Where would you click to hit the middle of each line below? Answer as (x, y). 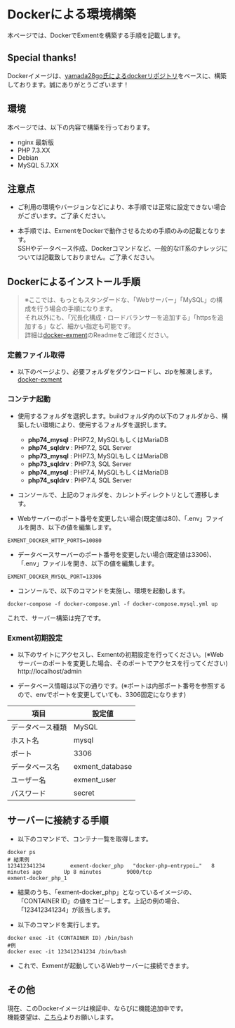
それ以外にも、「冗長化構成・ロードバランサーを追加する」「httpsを (121, 318)
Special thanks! (42, 58)
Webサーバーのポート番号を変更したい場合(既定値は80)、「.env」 (112, 518)
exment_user (95, 780)
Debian (28, 157)
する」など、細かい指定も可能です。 (82, 326)
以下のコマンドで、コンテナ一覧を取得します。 (85, 839)
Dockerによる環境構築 (72, 14)
